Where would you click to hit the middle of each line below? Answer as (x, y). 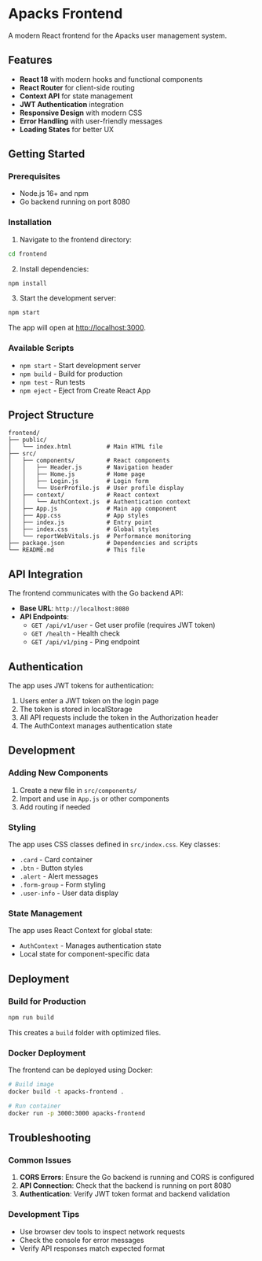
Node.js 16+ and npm (54, 194)
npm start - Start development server (80, 365)
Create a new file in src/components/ (78, 790)
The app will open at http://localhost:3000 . (77, 328)
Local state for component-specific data (85, 954)
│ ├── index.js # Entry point (80, 523)
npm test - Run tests (52, 382)
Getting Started (47, 154)
